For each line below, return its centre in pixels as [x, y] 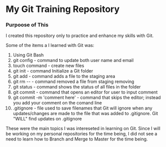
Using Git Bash [28, 55]
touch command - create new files [48, 65]
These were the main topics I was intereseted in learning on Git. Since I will [83, 128]
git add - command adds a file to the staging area [64, 76]
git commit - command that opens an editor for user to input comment [85, 92]
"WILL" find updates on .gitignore [47, 119]
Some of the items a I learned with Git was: [50, 45]
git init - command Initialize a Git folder [53, 71]
